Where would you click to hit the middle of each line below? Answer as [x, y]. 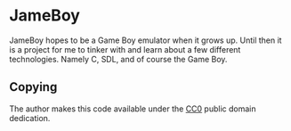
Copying [33, 87]
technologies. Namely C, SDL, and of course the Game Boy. [118, 59]
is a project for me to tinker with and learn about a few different [125, 49]
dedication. [30, 118]
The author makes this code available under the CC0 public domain [133, 109]
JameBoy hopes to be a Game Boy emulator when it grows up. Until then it [145, 40]
